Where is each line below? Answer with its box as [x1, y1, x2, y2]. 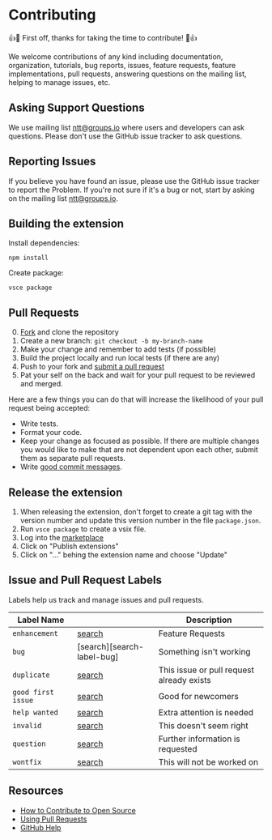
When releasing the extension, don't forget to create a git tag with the [19, 507, 253, 516]
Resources [8, 784, 64, 798]
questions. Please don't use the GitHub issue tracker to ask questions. [8, 131, 243, 141]
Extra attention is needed [158, 706, 253, 718]
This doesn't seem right [158, 719, 249, 731]
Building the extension [8, 216, 124, 230]
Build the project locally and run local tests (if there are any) [19, 353, 220, 363]
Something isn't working [158, 646, 251, 657]
